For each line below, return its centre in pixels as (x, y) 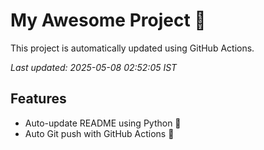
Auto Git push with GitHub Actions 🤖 (99, 133)
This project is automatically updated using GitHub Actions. (132, 48)
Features (38, 99)
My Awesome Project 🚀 (108, 20)
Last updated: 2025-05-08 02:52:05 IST (94, 67)
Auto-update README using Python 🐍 (103, 123)
